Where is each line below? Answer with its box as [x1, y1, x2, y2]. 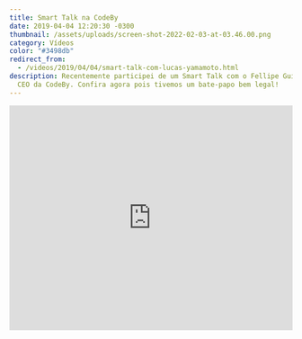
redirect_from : [9, 55, 67, 64]
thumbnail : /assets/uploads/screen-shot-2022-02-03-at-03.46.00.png [9, 30, 271, 39]
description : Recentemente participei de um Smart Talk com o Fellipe [9, 72, 280, 81]
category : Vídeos [9, 38, 75, 48]
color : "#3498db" [9, 47, 75, 56]
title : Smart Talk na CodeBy [9, 13, 119, 22]
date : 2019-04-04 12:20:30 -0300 [9, 22, 135, 31]
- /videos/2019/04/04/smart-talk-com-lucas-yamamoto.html [17, 64, 240, 73]
